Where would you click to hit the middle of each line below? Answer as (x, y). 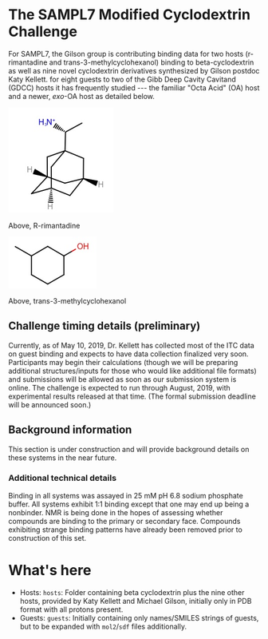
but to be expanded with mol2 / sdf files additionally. (103, 626)
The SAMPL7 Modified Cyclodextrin (130, 15)
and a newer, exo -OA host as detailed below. (82, 96)
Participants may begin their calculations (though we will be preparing (123, 362)
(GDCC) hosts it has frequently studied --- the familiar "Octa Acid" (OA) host (134, 87)
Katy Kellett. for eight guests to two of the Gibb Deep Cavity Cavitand (122, 79)
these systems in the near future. (63, 458)
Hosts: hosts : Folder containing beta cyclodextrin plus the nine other (132, 592)
